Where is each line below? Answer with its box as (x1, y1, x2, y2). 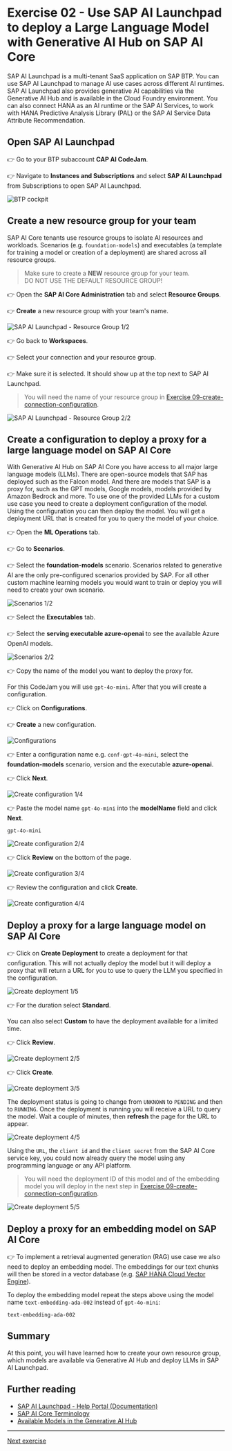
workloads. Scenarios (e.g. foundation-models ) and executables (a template (7, 240, 222, 249)
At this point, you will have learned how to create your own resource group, (7, 1348, 221, 1357)
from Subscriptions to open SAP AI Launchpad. (7, 182, 142, 190)
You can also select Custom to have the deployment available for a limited (7, 1017, 219, 1026)
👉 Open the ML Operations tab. (7, 528, 100, 536)
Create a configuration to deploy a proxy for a (7, 433, 207, 445)
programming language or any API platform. (7, 1161, 133, 1170)
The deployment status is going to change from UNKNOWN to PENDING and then (7, 1098, 223, 1106)
